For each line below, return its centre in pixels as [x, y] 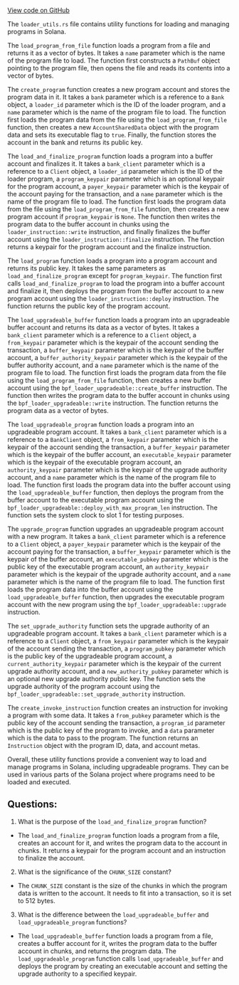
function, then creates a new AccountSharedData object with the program [113, 127]
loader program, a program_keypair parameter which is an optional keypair [116, 179]
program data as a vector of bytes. [58, 411]
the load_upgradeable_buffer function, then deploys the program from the [116, 492]
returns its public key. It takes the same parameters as [86, 268]
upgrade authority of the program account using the [84, 686]
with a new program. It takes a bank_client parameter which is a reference [117, 536]
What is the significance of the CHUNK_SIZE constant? [95, 872]
